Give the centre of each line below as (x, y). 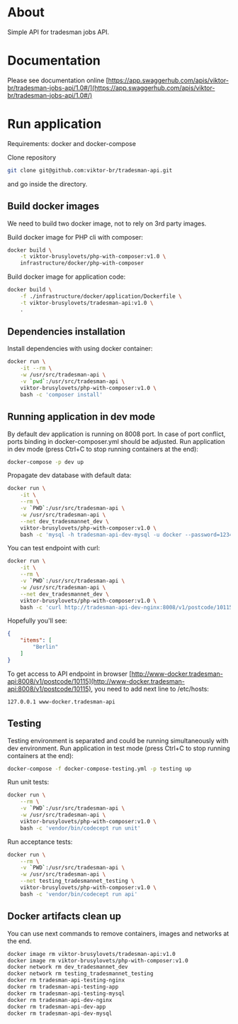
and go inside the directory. (47, 184)
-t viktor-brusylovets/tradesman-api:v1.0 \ (87, 303)
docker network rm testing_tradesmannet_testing (80, 974)
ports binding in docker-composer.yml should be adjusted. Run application (116, 441)
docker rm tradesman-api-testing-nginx (66, 980)
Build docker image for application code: (67, 277)
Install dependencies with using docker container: (80, 349)
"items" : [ (36, 640)
